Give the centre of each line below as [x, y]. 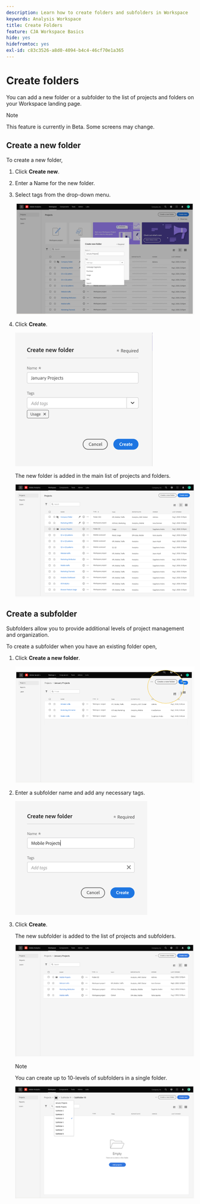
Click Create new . [37, 171]
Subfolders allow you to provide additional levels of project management [95, 628]
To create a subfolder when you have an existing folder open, [81, 646]
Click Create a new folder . [47, 658]
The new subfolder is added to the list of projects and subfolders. [95, 936]
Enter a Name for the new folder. [55, 183]
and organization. [28, 635]
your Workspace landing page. [44, 103]
